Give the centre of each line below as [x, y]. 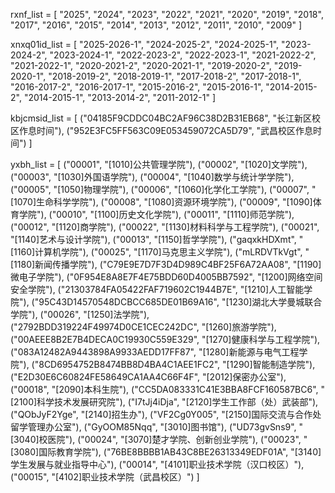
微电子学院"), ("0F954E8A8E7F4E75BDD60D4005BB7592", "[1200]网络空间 [166, 277]
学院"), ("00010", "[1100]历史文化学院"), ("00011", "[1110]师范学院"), [156, 214]
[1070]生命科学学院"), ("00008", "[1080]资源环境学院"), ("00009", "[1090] [161, 202]
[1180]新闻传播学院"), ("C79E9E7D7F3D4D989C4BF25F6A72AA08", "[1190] [166, 264]
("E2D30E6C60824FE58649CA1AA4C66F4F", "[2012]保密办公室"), [148, 377]
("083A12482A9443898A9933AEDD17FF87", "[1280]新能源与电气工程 [155, 352]
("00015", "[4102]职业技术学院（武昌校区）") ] [105, 477]
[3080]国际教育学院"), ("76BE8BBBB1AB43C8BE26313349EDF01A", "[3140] [166, 452]
